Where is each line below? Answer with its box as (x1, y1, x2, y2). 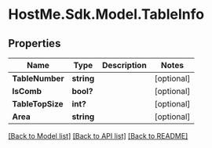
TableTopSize (12, 99, 64, 109)
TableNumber (12, 73, 64, 84)
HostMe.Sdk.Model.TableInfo (8, 5, 205, 23)
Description (101, 60, 147, 70)
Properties (8, 37, 61, 50)
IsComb (12, 86, 42, 96)
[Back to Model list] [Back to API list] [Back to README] (8, 132, 188, 140)
